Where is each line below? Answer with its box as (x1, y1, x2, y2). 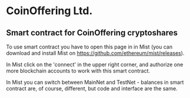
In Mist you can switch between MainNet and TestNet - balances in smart (6, 79, 184, 86)
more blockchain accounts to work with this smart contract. (6, 67, 151, 74)
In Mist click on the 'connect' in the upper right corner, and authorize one (6, 61, 184, 68)
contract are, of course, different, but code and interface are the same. (6, 85, 178, 92)
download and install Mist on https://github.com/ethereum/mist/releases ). (6, 50, 185, 57)
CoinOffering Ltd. (6, 4, 93, 18)
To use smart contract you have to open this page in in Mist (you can (6, 43, 172, 50)
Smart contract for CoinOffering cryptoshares (6, 28, 178, 38)
